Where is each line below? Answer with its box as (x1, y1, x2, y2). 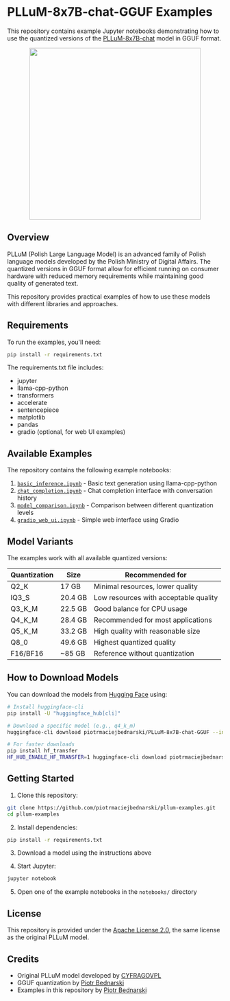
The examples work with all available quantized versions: (7, 554, 168, 562)
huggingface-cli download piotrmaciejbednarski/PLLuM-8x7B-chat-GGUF (7, 728, 210, 735)
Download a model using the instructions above (16, 849, 152, 857)
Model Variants (7, 536, 74, 547)
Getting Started (7, 773, 75, 785)
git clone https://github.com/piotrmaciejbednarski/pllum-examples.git (7, 804, 216, 811)
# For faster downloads (7, 741, 75, 748)
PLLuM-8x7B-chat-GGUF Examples (7, 4, 214, 20)
